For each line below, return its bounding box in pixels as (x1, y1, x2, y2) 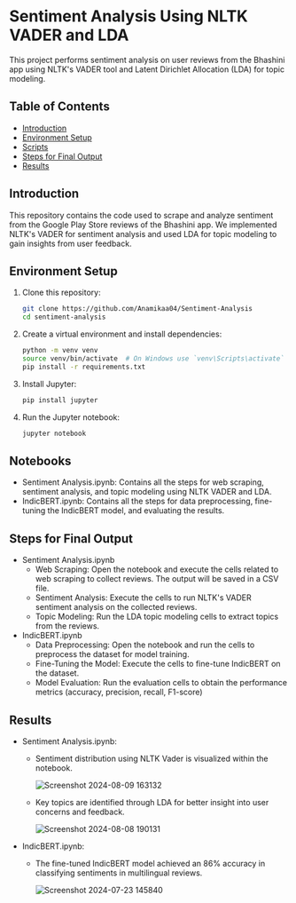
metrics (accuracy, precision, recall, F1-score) (35, 686, 203, 698)
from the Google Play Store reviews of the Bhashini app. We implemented (9, 219, 277, 230)
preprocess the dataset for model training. (35, 649, 190, 660)
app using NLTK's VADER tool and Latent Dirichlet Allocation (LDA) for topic (9, 64, 285, 75)
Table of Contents (9, 99, 111, 115)
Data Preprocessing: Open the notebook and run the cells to (35, 639, 255, 650)
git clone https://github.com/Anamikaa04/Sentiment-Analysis (21, 305, 253, 313)
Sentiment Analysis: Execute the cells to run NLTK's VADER (35, 592, 252, 603)
